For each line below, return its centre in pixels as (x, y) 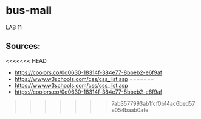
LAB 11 (14, 27)
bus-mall (29, 11)
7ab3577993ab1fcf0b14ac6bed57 (153, 103)
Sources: (23, 46)
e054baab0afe (130, 110)
